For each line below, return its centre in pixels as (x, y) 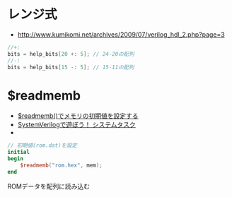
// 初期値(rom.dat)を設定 (42, 145)
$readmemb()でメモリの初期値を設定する (78, 116)
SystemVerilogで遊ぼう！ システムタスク (76, 125)
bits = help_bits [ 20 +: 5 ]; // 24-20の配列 (71, 54)
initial (19, 153)
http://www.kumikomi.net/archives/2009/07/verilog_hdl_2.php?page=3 (121, 34)
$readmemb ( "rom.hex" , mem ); (61, 165)
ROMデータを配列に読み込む (49, 186)
